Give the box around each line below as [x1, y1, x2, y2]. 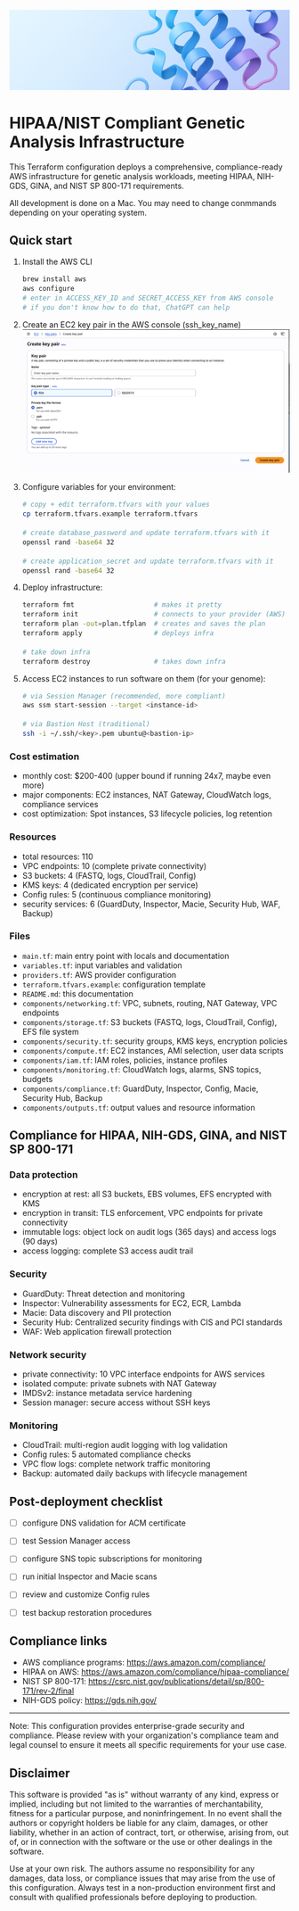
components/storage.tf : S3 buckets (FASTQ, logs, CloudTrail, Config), [21, 1016, 278, 1027]
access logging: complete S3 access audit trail [21, 1245, 194, 1256]
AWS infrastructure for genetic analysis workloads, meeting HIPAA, [9, 170, 255, 181]
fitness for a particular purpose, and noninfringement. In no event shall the [9, 1808, 282, 1819]
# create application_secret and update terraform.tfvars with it [21, 557, 274, 566]
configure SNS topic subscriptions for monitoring [21, 1553, 203, 1564]
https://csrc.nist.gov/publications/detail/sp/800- [87, 1676, 265, 1687]
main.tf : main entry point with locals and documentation [21, 950, 230, 961]
